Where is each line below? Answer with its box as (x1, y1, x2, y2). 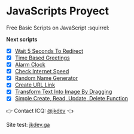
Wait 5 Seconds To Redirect (14, 47, 84, 55)
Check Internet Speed (14, 68, 69, 75)
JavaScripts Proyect (6, 4, 109, 18)
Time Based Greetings (14, 54, 70, 61)
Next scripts (6, 35, 38, 43)
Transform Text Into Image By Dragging (14, 88, 112, 96)
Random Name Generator (14, 75, 78, 82)
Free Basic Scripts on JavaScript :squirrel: (6, 24, 109, 31)
